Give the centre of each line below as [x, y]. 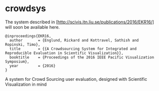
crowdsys [26, 9]
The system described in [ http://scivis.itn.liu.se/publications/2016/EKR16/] [79, 22]
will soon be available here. [33, 27]
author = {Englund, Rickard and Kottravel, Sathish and [74, 40]
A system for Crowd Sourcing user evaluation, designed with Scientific [76, 79]
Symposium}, [17, 61]
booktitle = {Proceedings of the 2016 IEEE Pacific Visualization [82, 57]
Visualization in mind [26, 84]
